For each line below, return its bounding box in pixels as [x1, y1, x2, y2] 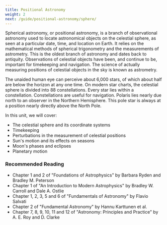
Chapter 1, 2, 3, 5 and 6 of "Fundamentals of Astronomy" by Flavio [12, 193, 148, 199]
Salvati [12, 198, 26, 204]
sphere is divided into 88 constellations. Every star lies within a [5, 87, 134, 93]
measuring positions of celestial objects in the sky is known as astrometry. [5, 67, 158, 73]
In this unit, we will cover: [5, 112, 57, 118]
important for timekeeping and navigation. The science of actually [5, 61, 140, 67]
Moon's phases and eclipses [12, 143, 71, 149]
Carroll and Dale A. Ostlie [12, 188, 64, 194]
